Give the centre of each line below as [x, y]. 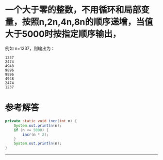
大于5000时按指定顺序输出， [63, 34]
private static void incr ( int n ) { [41, 121]
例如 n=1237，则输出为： [30, 48]
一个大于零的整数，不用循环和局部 [73, 10]
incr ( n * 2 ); [36, 134]
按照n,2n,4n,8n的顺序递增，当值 [88, 22]
